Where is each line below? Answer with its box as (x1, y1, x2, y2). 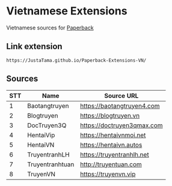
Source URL (104, 91, 139, 100)
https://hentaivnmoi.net (80, 131, 146, 139)
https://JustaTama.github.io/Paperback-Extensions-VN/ (6, 57, 147, 64)
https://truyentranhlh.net (80, 150, 149, 158)
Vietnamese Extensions (6, 4, 127, 18)
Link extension (6, 41, 63, 52)
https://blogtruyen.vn (80, 111, 140, 119)
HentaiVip (26, 131, 55, 139)
